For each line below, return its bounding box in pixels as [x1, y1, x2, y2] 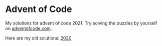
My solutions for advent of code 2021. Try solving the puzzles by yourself [5, 20, 157, 26]
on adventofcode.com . [5, 25, 52, 31]
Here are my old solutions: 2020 [5, 35, 72, 41]
